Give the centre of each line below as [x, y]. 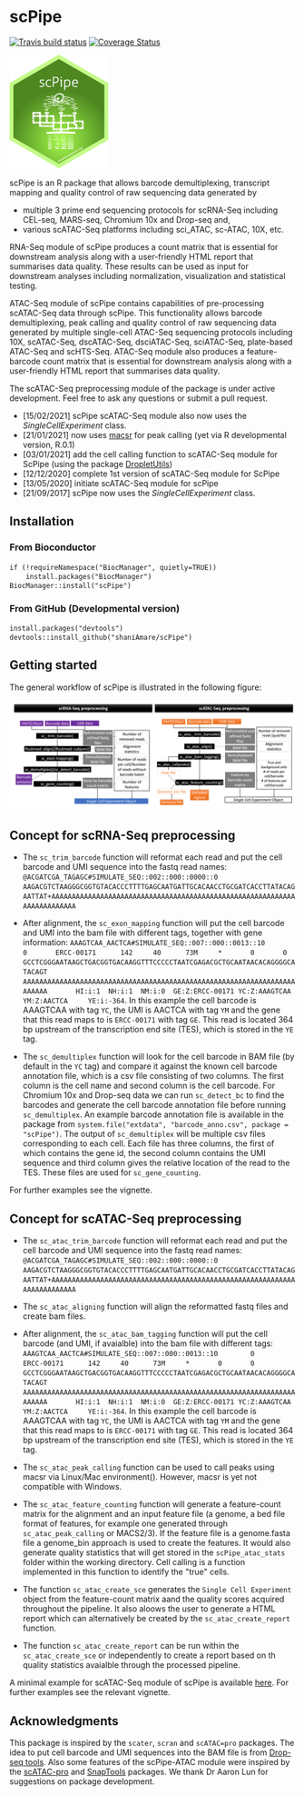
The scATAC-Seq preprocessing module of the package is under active [142, 388]
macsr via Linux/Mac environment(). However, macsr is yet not [139, 1477]
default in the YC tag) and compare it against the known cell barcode [150, 1066]
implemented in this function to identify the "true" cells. [126, 1572]
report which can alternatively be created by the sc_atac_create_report [156, 1619]
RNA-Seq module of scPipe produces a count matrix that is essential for [144, 246]
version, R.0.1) [49, 444]
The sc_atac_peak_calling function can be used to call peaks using [148, 1467]
